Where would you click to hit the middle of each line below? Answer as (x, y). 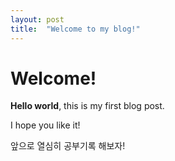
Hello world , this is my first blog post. (87, 106)
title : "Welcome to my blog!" (75, 29)
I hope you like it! (45, 125)
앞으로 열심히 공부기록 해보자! (68, 146)
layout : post (37, 19)
